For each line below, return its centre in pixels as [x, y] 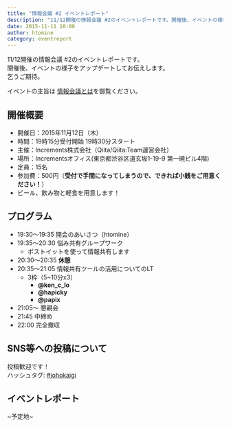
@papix [49, 299]
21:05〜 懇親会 [38, 308]
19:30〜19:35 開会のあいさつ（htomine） [75, 234]
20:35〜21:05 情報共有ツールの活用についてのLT [85, 268]
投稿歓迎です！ [28, 366]
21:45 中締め [35, 316]
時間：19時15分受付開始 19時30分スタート [76, 141]
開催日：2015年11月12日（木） [59, 132]
